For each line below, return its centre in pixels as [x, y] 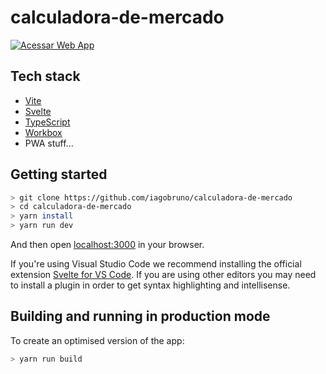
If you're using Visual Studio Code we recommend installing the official [156, 264]
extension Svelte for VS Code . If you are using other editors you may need [163, 275]
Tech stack [45, 76]
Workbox [43, 132]
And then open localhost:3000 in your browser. [107, 245]
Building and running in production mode [140, 316]
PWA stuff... [49, 143]
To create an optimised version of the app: [97, 340]
